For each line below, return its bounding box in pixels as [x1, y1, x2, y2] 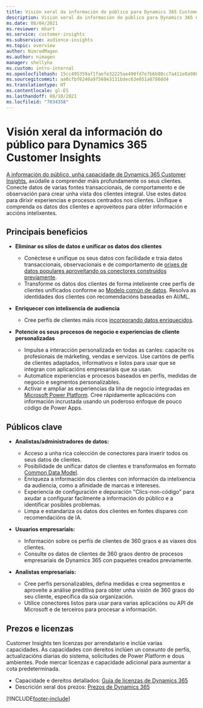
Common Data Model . [24, 469, 79, 476]
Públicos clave [6, 422, 62, 432]
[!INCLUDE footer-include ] [6, 695, 71, 702]
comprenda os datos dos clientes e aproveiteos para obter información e [6, 203, 188, 210]
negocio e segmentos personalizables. [24, 379, 121, 386]
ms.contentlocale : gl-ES [6, 88, 69, 94]
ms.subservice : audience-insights [6, 37, 94, 43]
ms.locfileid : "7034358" [6, 99, 69, 105]
